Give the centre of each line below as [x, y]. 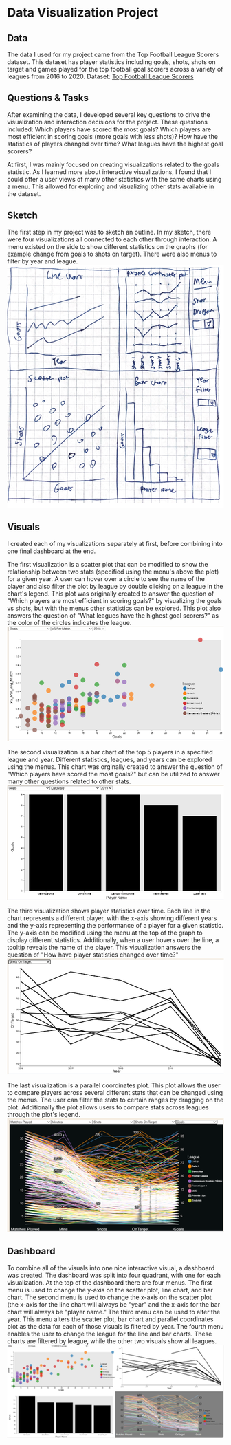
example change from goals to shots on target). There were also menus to [112, 254]
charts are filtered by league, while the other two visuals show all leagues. [112, 1341]
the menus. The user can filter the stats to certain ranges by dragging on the [115, 1100]
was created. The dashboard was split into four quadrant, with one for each [114, 1275]
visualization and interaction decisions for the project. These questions [108, 122]
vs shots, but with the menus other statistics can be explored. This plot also [114, 608]
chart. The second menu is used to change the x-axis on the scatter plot [109, 1297]
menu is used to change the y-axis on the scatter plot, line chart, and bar [110, 1290]
